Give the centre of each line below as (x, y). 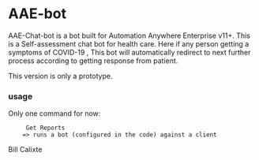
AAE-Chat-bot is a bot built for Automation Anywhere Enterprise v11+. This (129, 35)
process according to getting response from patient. (93, 61)
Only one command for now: (54, 113)
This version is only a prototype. (60, 76)
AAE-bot (38, 14)
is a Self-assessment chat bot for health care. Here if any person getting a (129, 43)
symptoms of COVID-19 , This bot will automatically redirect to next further (129, 52)
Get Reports (45, 128)
